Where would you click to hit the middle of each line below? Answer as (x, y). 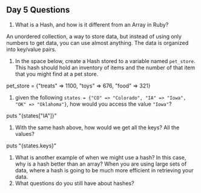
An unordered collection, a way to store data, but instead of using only (94, 36)
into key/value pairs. (31, 49)
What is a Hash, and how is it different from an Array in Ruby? (92, 24)
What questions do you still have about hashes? (74, 183)
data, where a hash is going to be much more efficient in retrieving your (104, 170)
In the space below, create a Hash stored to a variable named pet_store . (105, 61)
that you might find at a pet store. (57, 74)
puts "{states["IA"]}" (32, 115)
